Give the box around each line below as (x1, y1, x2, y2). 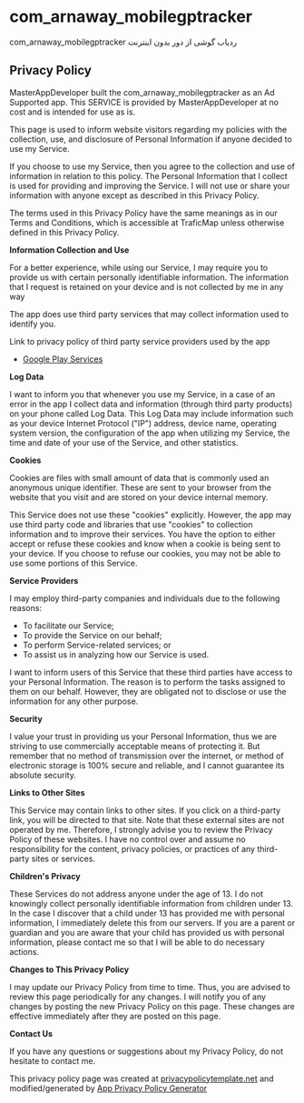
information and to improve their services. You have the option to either (9, 528, 276, 539)
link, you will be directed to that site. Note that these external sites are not (9, 814, 285, 825)
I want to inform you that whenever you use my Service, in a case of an (9, 388, 275, 399)
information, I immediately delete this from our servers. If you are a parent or (9, 917, 296, 928)
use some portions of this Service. (9, 557, 138, 568)
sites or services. (31, 853, 95, 864)
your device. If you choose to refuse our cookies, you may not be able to (9, 547, 281, 558)
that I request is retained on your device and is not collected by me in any (9, 281, 284, 292)
